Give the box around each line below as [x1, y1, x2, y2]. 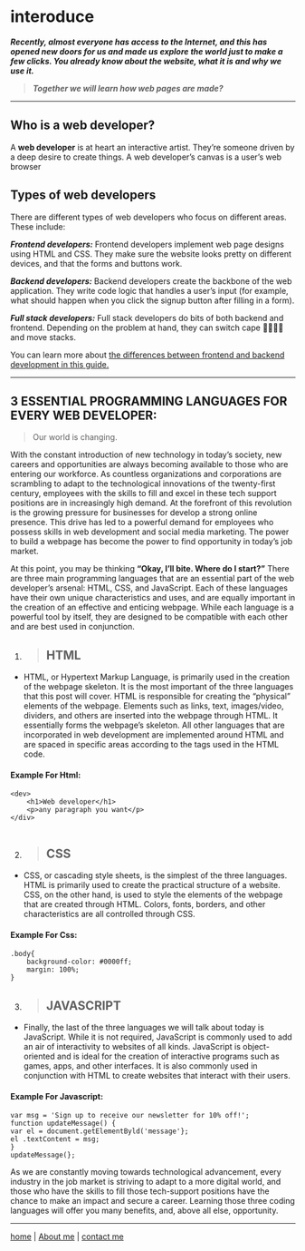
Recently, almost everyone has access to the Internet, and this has [10, 36, 268, 47]
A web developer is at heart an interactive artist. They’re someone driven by [10, 142, 295, 152]
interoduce [10, 6, 94, 27]
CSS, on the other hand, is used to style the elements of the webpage [23, 889, 283, 900]
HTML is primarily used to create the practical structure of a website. [23, 880, 281, 891]
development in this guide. [10, 358, 110, 369]
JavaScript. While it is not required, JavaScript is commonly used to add [23, 1031, 292, 1042]
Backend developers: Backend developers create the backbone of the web [10, 275, 292, 287]
